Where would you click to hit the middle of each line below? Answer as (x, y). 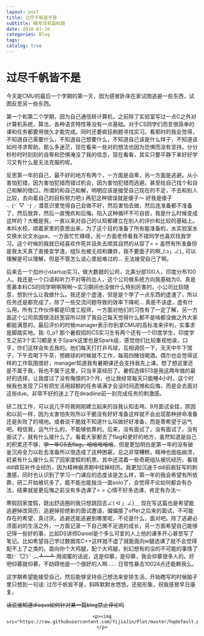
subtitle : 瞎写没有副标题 (36, 23)
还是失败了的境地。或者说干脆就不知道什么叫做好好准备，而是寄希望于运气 (99, 421)
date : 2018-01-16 (28, 29)
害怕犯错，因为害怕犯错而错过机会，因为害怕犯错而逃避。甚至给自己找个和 (99, 183)
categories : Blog (28, 35)
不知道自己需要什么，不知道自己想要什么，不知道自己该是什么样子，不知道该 (102, 139)
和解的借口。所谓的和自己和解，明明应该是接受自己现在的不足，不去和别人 (104, 190)
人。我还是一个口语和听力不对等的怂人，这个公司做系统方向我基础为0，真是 (101, 279)
